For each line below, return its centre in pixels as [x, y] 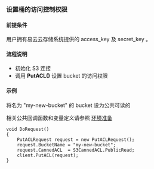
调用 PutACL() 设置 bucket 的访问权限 [61, 76]
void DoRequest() [28, 129]
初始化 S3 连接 [33, 68]
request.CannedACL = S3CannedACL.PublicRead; [76, 150]
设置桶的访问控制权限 [37, 9]
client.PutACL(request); [48, 155]
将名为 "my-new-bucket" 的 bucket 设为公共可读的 [68, 105]
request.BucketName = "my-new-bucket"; [67, 145]
